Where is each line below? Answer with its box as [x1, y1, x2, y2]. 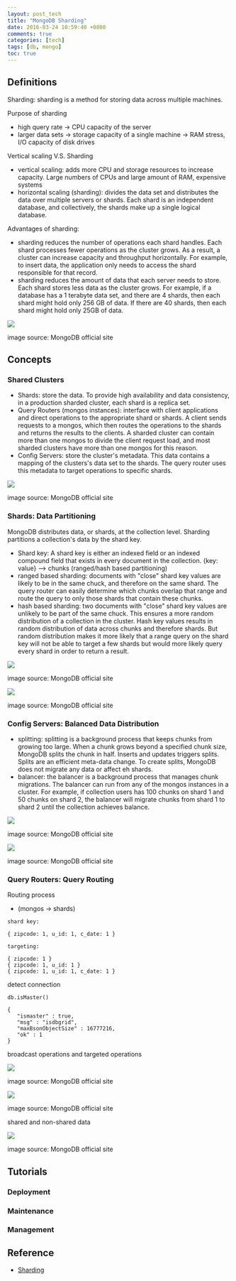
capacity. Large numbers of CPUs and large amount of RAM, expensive [17, 173, 226, 181]
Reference [7, 1247, 55, 1259]
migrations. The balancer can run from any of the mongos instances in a [17, 780, 229, 788]
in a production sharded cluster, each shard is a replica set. [17, 398, 191, 407]
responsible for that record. [17, 268, 98, 277]
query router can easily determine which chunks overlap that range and [17, 587, 227, 595]
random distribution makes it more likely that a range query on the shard [17, 631, 229, 640]
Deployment [7, 1187, 51, 1196]
